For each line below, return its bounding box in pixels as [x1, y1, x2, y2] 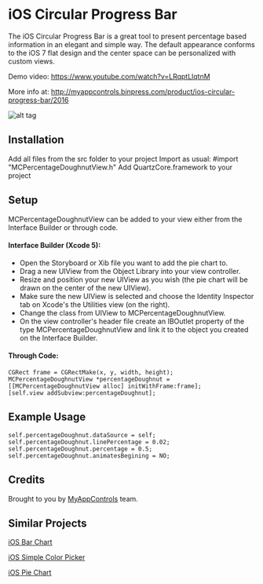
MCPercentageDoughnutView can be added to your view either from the [8, 214, 243, 224]
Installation [8, 133, 64, 147]
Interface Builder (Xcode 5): [8, 241, 101, 250]
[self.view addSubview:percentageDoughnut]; [8, 389, 156, 397]
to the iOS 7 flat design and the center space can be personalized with [8, 48, 236, 57]
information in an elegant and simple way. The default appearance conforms [8, 39, 255, 49]
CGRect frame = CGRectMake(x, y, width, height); [8, 368, 174, 376]
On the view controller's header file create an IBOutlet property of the [19, 316, 245, 326]
